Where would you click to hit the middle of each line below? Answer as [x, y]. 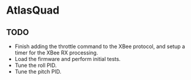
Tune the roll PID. [36, 65]
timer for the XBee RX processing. [56, 53]
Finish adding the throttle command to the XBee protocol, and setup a [100, 46]
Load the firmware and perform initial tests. [68, 59]
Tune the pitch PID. [38, 71]
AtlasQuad [33, 10]
